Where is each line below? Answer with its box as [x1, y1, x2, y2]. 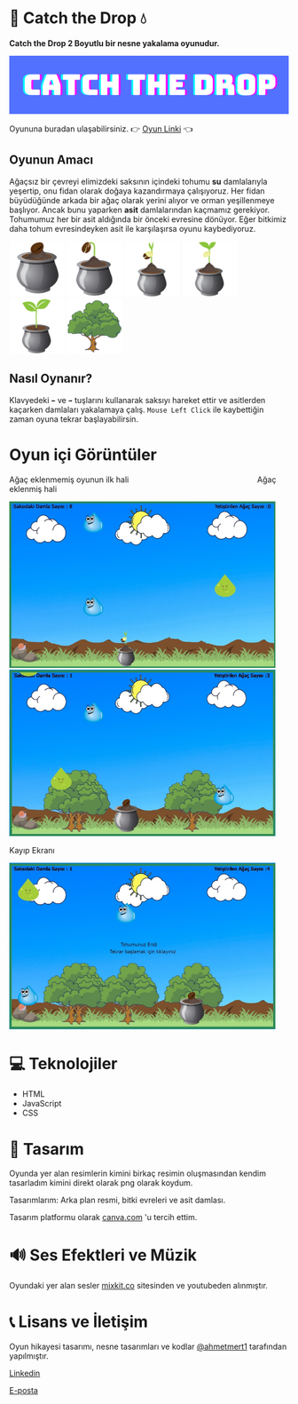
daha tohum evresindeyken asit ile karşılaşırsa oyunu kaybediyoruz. [9, 223, 256, 234]
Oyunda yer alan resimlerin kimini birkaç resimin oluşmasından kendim [9, 1168, 266, 1179]
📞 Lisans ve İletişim [9, 1312, 148, 1331]
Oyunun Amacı [9, 153, 94, 168]
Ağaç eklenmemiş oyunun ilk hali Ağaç [9, 474, 277, 485]
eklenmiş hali [9, 483, 58, 494]
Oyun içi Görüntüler [9, 444, 158, 464]
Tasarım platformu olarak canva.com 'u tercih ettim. [9, 1212, 198, 1223]
